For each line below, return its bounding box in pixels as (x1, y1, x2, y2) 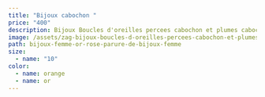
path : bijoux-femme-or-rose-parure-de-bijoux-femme (8, 41, 181, 48)
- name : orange (15, 70, 65, 77)
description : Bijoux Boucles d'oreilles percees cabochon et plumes (8, 26, 238, 34)
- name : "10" (15, 56, 58, 63)
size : (8, 48, 26, 56)
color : (8, 63, 30, 70)
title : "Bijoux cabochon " (8, 11, 97, 20)
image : (8, 33, 30, 41)
